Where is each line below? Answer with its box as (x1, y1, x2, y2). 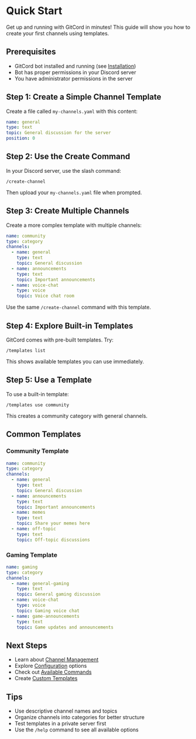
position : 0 (6, 135, 35, 142)
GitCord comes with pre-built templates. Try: (6, 336, 114, 343)
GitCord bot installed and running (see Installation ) (14, 62, 136, 69)
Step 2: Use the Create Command (6, 152, 130, 162)
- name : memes (11, 510, 46, 516)
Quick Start (6, 4, 63, 18)
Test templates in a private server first (14, 720, 106, 727)
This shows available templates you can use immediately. (6, 358, 145, 365)
